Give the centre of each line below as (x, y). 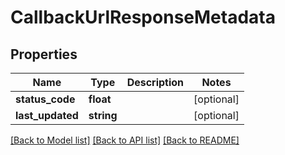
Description (155, 82)
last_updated (47, 115)
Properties (44, 54)
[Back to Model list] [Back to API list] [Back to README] (125, 140)
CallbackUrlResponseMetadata (143, 17)
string (103, 115)
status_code (45, 99)
